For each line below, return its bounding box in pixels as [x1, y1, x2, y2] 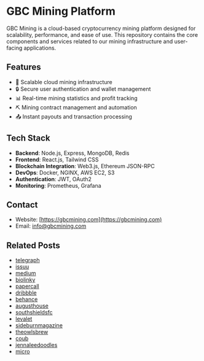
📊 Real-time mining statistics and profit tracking [15, 94, 138, 102]
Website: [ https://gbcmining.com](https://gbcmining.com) [15, 216, 162, 223]
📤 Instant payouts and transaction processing [15, 112, 132, 120]
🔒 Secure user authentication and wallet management [15, 85, 151, 93]
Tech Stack [6, 133, 50, 144]
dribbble [15, 289, 37, 297]
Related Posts [6, 240, 60, 250]
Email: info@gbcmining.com [15, 222, 87, 230]
